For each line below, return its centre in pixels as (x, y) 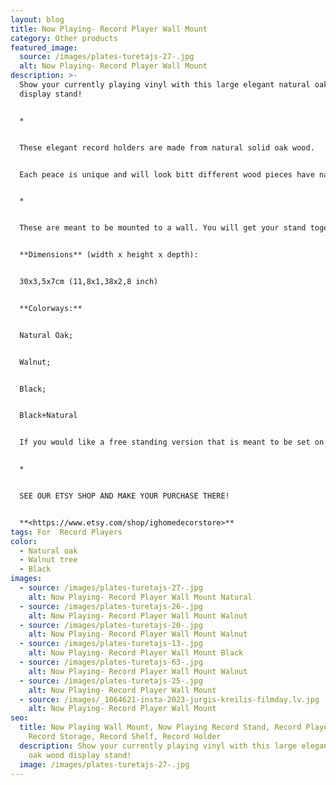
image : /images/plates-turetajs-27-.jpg (104, 764)
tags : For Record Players (66, 532)
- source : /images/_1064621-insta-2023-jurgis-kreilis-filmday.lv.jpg (169, 699)
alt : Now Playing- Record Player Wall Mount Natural (140, 597)
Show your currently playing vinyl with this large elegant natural (165, 85)
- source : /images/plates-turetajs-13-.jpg (111, 644)
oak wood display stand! (80, 755)
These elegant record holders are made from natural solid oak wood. (167, 147)
